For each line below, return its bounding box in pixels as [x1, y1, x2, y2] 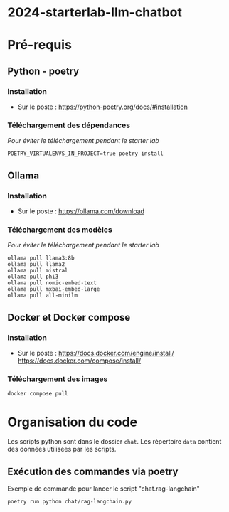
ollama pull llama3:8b [7, 255, 75, 262]
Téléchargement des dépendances [7, 120, 130, 130]
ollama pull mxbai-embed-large [7, 286, 100, 293]
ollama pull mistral [7, 267, 69, 274]
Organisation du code [7, 414, 137, 430]
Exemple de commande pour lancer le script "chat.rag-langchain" [7, 484, 201, 493]
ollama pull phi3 [7, 273, 59, 281]
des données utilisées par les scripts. [7, 445, 117, 454]
